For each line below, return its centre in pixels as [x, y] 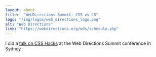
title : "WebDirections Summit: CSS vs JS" [52, 15]
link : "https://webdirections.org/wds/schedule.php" [62, 29]
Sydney [13, 49]
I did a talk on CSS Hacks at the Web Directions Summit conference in [78, 43]
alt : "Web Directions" [29, 24]
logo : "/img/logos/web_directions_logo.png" [53, 19]
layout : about [20, 10]
